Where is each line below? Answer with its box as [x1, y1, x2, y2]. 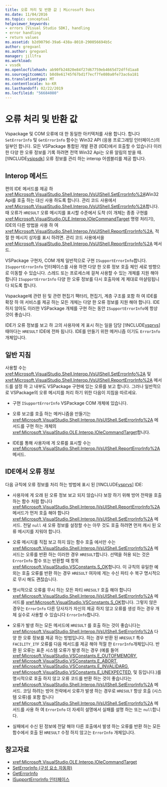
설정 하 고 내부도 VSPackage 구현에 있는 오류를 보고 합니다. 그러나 [14, 383, 144, 389]
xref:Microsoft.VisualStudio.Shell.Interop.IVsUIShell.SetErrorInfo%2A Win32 [5, 191, 159, 197]
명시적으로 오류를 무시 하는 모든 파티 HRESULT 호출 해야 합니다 [12, 587, 132, 593]
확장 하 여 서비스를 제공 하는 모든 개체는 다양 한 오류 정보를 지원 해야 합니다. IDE [5, 299, 160, 305]
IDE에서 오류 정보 [5, 467, 55, 476]
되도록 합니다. [10, 282, 37, 288]
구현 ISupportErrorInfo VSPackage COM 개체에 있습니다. [12, 400, 128, 406]
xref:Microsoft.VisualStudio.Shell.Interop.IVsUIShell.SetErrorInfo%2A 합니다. [5, 203, 159, 209]
